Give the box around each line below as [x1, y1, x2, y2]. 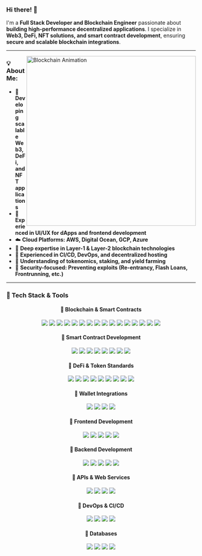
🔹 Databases [85, 529, 117, 537]
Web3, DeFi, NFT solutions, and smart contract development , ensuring [6, 32, 185, 39]
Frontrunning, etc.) [14, 270, 64, 277]
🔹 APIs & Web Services [72, 474, 130, 481]
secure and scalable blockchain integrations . [6, 39, 121, 46]
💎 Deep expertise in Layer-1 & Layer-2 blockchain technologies [14, 244, 176, 252]
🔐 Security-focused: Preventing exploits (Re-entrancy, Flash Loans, [14, 264, 188, 271]
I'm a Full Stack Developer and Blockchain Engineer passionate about [6, 19, 182, 27]
